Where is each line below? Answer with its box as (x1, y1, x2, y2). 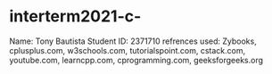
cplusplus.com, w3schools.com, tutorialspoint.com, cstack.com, (9, 45, 246, 55)
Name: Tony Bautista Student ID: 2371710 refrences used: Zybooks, (9, 36, 257, 46)
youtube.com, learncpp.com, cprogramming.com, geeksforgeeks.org (9, 54, 264, 65)
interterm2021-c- (9, 6, 142, 27)
